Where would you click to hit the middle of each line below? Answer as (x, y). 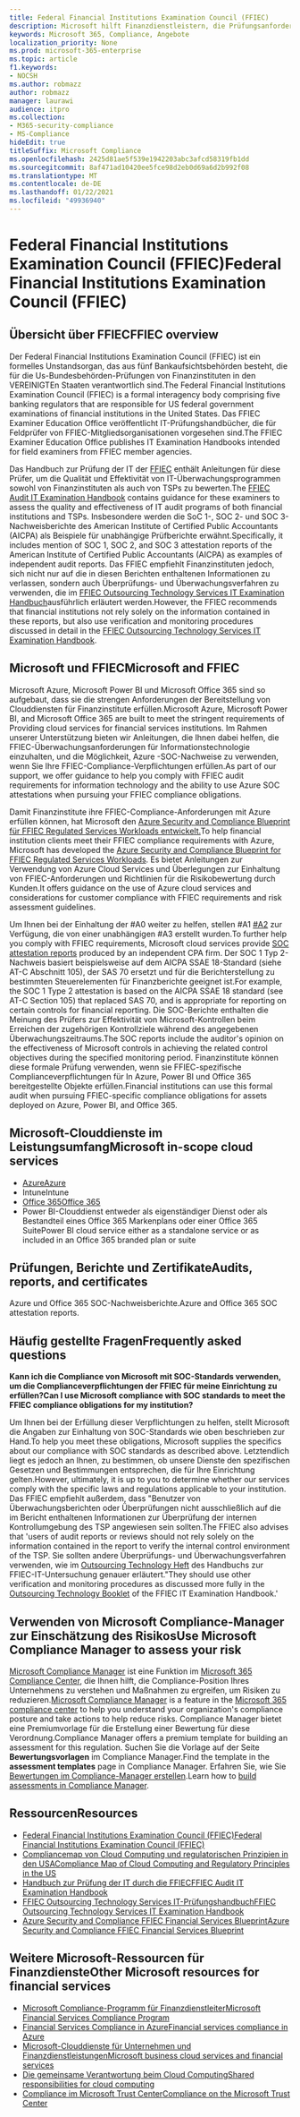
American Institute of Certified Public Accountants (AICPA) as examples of (146, 554)
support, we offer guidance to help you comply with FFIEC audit (126, 775)
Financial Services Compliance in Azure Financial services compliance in (155, 2027)
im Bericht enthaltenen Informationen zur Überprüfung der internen (133, 1517)
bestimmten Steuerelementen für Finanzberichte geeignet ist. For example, (146, 981)
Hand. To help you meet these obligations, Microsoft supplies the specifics (146, 1441)
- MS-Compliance (39, 134)
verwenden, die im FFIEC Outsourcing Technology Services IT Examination (147, 593)
